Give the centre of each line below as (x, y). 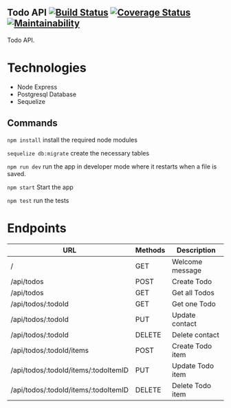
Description (196, 250)
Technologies (47, 68)
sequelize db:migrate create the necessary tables (78, 153)
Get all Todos (193, 292)
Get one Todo (194, 303)
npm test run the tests (38, 200)
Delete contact (196, 334)
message (186, 270)
